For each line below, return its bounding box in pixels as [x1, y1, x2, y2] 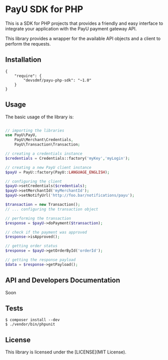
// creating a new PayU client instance [5, 165, 92, 170]
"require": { [14, 73, 42, 78]
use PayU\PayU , [5, 132, 37, 138]
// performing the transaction [5, 216, 71, 221]
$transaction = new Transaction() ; [5, 202, 80, 207]
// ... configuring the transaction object [5, 206, 99, 212]
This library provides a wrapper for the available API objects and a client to [5, 35, 161, 41]
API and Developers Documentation [5, 276, 120, 285]
